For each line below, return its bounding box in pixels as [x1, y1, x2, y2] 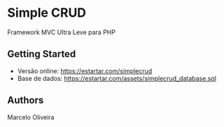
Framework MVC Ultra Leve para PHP [7, 28, 115, 36]
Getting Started [7, 48, 76, 60]
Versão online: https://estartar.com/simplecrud [17, 66, 153, 75]
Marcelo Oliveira [7, 113, 55, 121]
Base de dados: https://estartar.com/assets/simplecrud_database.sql [17, 74, 217, 82]
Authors [7, 94, 44, 106]
